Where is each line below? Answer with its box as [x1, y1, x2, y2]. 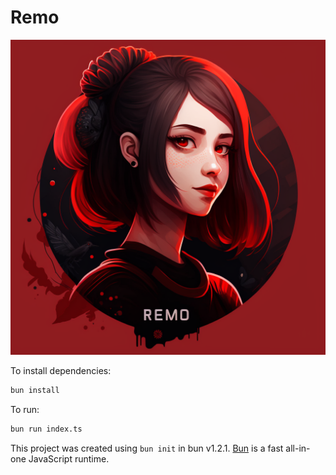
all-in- [285, 442, 311, 454]
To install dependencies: [10, 364, 112, 376]
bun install [10, 385, 60, 395]
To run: [10, 403, 40, 415]
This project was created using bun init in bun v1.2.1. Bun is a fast [10, 442, 284, 454]
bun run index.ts [10, 424, 83, 434]
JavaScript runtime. [28, 452, 110, 465]
